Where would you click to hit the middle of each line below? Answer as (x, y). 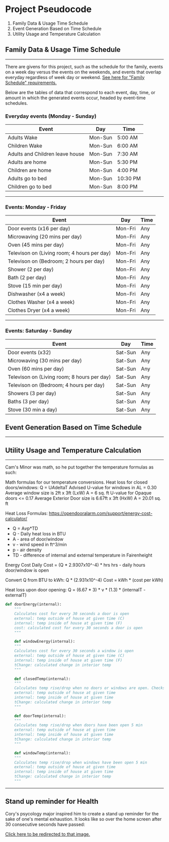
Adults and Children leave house (46, 154)
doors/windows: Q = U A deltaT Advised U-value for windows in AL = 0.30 (81, 488)
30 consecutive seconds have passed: (45, 824)
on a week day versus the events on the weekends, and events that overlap (83, 72)
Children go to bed (30, 187)
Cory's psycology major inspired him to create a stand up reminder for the (82, 813)
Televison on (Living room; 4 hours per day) (59, 253)
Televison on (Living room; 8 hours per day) (59, 377)
